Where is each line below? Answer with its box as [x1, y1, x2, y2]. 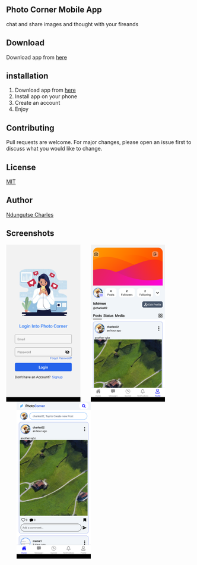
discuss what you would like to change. [6, 145, 103, 152]
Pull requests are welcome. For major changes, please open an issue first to [6, 139, 192, 146]
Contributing [6, 123, 55, 133]
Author [6, 195, 33, 205]
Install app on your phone [14, 93, 78, 100]
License [6, 162, 36, 172]
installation [6, 71, 49, 81]
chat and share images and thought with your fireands [6, 20, 139, 27]
